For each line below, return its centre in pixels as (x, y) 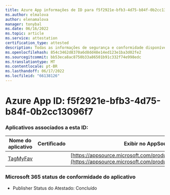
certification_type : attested (37, 43)
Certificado (52, 144)
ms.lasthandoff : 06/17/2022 (35, 71)
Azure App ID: (35, 101)
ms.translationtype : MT (30, 62)
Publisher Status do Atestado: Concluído (55, 188)
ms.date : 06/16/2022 (27, 29)
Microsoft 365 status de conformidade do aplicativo (70, 177)
